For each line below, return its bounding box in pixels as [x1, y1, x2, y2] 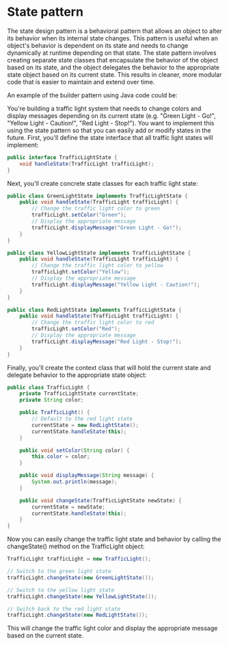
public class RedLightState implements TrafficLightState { [7, 306, 183, 313]
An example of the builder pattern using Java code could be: [7, 90, 178, 99]
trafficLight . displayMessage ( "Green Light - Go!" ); [31, 224, 183, 231]
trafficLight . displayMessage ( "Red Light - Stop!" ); [31, 338, 183, 345]
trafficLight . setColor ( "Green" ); [31, 212, 127, 219]
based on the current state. [7, 631, 84, 640]
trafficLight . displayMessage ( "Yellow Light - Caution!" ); [31, 281, 200, 288]
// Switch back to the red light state [7, 605, 121, 612]
